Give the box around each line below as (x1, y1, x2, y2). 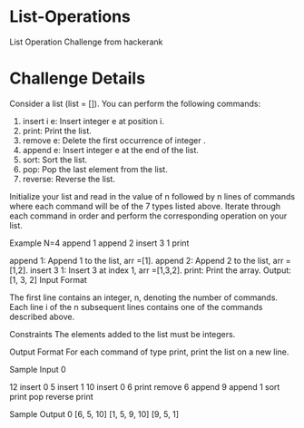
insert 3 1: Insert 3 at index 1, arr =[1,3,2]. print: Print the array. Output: (30, 265, 292, 276)
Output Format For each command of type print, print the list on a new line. (9, 346, 289, 357)
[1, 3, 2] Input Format (9, 274, 88, 285)
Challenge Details (9, 68, 146, 89)
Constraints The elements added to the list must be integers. (9, 328, 236, 339)
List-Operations (9, 6, 132, 27)
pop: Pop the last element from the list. (22, 163, 168, 174)
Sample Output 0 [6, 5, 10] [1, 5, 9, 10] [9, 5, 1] (9, 408, 180, 419)
